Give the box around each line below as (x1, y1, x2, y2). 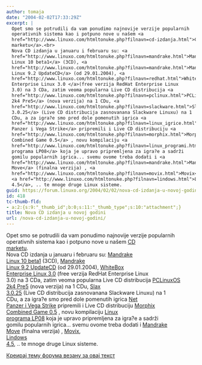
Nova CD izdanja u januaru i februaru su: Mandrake (6, 251, 133, 258)
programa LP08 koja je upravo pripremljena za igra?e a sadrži (6, 315, 159, 322)
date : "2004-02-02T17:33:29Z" (6, 14, 82, 20)
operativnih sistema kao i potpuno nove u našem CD (6, 238, 136, 245)
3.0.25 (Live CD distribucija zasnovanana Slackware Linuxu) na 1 (6, 289, 167, 296)
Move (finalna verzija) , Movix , (6, 328, 81, 334)
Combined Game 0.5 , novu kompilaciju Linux (6, 309, 118, 315)
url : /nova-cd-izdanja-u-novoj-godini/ (6, 216, 106, 222)
